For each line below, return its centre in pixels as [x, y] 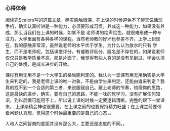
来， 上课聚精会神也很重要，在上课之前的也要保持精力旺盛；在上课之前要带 [83, 107]
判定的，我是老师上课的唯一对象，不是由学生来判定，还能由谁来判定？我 [89, 81]
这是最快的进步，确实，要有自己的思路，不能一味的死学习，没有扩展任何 [80, 94]
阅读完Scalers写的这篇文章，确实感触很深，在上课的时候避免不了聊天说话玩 [84, 20]
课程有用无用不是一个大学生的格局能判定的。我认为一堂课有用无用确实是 [80, 75]
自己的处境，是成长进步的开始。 [38, 64]
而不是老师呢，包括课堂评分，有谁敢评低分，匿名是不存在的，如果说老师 [89, 52]
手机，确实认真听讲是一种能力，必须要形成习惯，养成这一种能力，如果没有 [83, 26]
